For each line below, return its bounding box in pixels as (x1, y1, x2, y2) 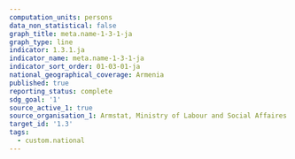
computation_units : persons (9, 12, 113, 22)
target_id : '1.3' (9, 120, 74, 129)
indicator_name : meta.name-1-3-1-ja (9, 54, 144, 63)
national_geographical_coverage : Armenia (9, 71, 165, 79)
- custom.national (17, 136, 86, 145)
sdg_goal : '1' (9, 95, 62, 104)
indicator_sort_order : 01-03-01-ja (9, 63, 141, 72)
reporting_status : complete (9, 87, 113, 95)
